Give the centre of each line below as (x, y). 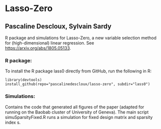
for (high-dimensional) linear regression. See (50, 43)
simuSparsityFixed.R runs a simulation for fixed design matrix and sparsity (79, 117)
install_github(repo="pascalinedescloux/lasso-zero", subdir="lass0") (78, 84)
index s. (13, 122)
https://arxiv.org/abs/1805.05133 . (38, 48)
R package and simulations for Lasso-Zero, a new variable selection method (81, 38)
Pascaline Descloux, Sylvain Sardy (58, 26)
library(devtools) (23, 80)
